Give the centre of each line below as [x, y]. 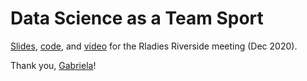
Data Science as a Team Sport [137, 18]
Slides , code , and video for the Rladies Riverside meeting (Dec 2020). [154, 46]
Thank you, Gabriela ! [53, 65]
